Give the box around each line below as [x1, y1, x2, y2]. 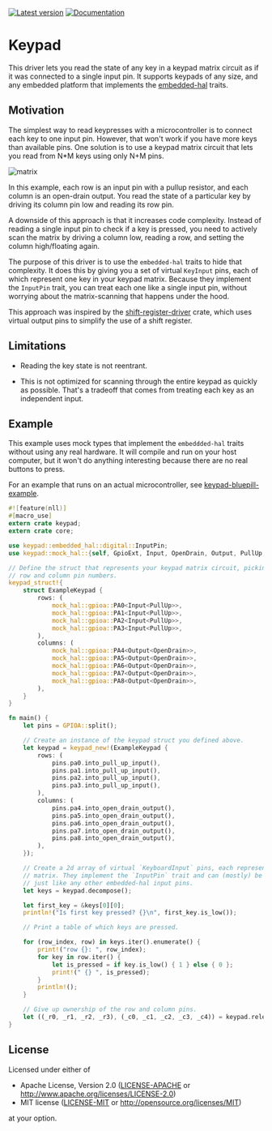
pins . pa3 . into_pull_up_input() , [51, 782, 161, 790]
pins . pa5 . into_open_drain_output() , [51, 812, 176, 820]
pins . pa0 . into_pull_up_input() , [51, 759, 161, 767]
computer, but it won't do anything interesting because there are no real [8, 456, 249, 465]
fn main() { [8, 714, 49, 722]
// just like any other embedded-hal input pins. [23, 879, 194, 887]
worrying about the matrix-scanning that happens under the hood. [8, 291, 230, 301]
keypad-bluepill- [203, 480, 260, 490]
